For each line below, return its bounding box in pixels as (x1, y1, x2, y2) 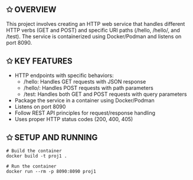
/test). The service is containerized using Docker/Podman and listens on (6, 32, 182, 40)
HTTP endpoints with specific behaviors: (14, 72, 114, 79)
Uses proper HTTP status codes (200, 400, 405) (14, 115, 133, 122)
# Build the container (6, 148, 62, 154)
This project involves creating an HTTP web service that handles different (6, 20, 185, 27)
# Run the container (6, 164, 57, 169)
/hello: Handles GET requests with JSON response (23, 78, 146, 85)
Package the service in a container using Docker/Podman (14, 96, 155, 104)
